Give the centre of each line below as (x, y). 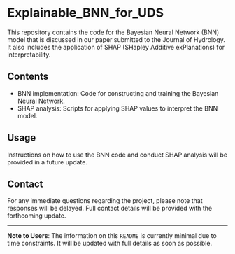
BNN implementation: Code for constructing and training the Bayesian (118, 93)
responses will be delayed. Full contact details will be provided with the (109, 209)
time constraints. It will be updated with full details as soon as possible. (109, 244)
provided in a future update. (48, 162)
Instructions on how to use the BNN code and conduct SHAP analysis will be (117, 155)
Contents (28, 77)
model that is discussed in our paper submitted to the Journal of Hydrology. (116, 39)
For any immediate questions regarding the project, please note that (105, 201)
